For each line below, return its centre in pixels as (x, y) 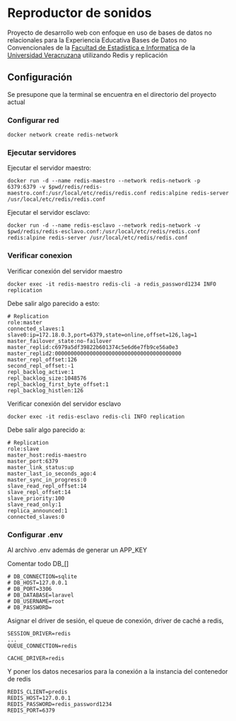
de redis (19, 679)
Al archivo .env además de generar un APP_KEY (77, 550)
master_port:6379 (33, 461)
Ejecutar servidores (42, 152)
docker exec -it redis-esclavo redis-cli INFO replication (96, 416)
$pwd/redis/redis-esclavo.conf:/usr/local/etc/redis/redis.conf (104, 232)
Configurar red (33, 120)
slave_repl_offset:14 (39, 492)
